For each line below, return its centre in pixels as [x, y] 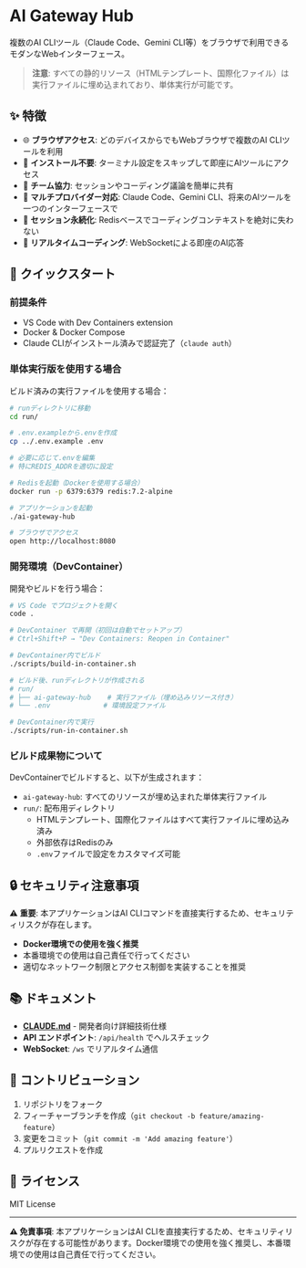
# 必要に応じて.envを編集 [52, 458]
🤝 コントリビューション [75, 1080]
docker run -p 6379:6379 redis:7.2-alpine [91, 491]
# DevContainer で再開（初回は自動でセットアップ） [98, 631]
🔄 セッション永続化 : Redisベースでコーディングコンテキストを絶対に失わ [158, 219]
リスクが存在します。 [57, 925]
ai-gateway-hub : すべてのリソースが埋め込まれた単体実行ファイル [144, 797]
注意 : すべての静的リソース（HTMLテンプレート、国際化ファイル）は [160, 73]
